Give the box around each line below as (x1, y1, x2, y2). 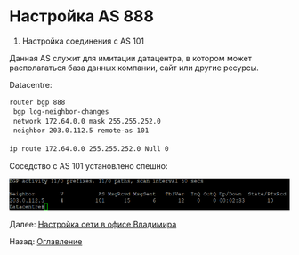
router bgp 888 (9, 98, 66, 107)
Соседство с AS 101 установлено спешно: (9, 161, 168, 171)
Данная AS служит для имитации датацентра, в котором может (9, 52, 252, 63)
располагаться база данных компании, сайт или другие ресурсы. (9, 62, 260, 73)
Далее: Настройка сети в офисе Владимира (9, 219, 177, 229)
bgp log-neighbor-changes (12, 107, 109, 116)
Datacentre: (9, 79, 53, 90)
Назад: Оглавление (9, 235, 83, 246)
